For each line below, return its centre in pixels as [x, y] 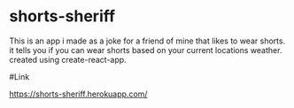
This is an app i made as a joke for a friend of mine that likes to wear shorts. [147, 41]
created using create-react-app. [68, 59]
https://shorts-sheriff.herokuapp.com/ [78, 94]
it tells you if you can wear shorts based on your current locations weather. [146, 50]
